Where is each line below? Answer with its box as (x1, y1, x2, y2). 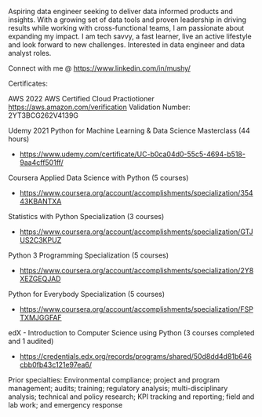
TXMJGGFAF (19, 313, 62, 322)
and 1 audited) (8, 337, 54, 346)
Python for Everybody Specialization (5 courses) (8, 290, 166, 298)
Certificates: (8, 79, 49, 88)
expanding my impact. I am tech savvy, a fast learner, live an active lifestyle (8, 31, 253, 41)
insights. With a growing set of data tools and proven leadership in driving (8, 15, 247, 24)
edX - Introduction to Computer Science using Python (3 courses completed (8, 328, 255, 337)
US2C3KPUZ (19, 236, 62, 244)
